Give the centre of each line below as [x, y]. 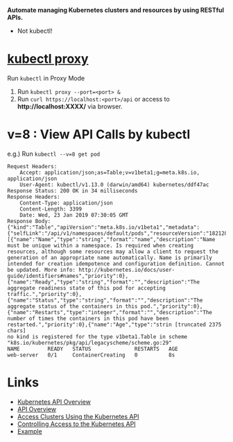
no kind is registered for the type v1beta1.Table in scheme [97, 336]
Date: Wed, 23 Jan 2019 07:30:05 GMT [74, 215]
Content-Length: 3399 [51, 209]
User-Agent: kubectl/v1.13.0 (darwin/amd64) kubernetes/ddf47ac [114, 185]
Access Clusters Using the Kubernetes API [78, 416]
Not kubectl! [35, 31]
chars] [17, 330]
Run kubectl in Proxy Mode [46, 78]
